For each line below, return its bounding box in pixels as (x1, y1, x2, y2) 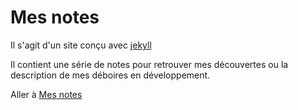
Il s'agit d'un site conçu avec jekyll (10, 39, 152, 51)
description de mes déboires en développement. (10, 69, 211, 81)
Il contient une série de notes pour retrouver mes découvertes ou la (10, 58, 289, 70)
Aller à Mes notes (10, 88, 83, 100)
